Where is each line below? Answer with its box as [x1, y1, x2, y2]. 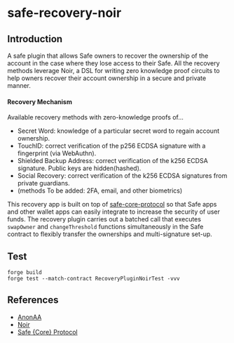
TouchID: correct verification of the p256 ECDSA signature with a [17, 142, 206, 150]
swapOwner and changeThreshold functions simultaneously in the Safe [7, 223, 204, 231]
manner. [7, 82, 32, 89]
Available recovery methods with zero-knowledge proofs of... [7, 113, 184, 122]
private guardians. [17, 179, 70, 188]
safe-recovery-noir [7, 5, 122, 21]
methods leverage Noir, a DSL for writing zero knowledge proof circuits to [7, 67, 220, 75]
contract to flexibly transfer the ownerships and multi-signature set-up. [7, 230, 212, 238]
